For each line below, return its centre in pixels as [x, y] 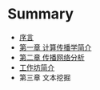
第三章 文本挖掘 [45, 77]
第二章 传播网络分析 [52, 57]
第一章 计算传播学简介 [55, 47]
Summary [40, 14]
